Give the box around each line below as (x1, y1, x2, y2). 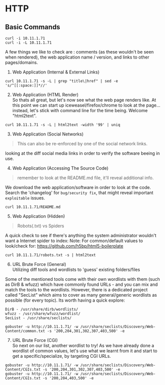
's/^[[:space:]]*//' (5, 83, 48, 88)
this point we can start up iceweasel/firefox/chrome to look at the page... (12, 102, 161, 108)
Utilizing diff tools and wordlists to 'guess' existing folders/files (12, 266, 140, 272)
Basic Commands (5, 23, 60, 31)
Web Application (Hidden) (12, 213, 65, 219)
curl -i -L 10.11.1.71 (5, 40, 52, 45)
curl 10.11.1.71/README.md (5, 204, 61, 209)
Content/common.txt (5, 328, 45, 333)
